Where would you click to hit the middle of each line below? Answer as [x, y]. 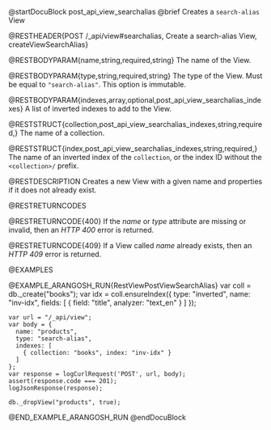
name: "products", [47, 331]
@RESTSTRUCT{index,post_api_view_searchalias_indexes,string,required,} [133, 148]
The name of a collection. [62, 133]
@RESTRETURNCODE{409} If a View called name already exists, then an [130, 245]
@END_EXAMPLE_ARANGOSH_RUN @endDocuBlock [97, 417]
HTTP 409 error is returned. [55, 254]
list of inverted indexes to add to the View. [102, 109]
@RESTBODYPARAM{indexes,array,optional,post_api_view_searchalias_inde [135, 100]
